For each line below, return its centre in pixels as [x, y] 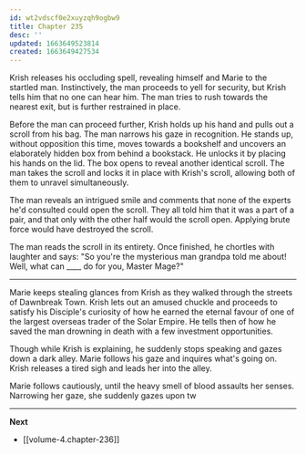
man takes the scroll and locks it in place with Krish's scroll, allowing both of [153, 173]
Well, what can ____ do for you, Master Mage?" [97, 266]
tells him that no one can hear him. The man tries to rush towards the [139, 98]
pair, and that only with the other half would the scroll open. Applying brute [150, 220]
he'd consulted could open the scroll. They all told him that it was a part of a [152, 210]
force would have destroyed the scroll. [82, 230]
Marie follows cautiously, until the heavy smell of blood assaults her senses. [152, 386]
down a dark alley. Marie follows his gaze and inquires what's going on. [143, 359]
